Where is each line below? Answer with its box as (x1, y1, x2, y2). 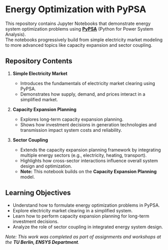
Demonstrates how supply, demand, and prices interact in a (20, 91, 146, 97)
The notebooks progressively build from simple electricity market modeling (5, 37, 163, 43)
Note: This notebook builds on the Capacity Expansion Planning (20, 168, 157, 174)
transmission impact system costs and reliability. (20, 127, 122, 133)
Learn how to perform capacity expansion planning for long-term (12, 213, 149, 219)
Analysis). (5, 31, 26, 37)
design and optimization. (20, 163, 72, 169)
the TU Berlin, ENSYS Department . (5, 239, 80, 245)
